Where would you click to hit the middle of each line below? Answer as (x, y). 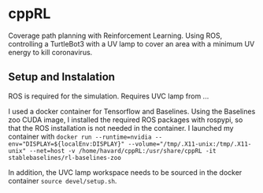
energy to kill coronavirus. (50, 52)
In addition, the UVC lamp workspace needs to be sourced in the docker (125, 172)
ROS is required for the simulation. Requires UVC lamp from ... (109, 96)
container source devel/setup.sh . (63, 180)
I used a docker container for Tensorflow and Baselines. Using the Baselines (132, 111)
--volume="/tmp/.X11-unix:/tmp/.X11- (190, 144)
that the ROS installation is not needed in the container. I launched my (121, 128)
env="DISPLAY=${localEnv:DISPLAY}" (67, 144)
